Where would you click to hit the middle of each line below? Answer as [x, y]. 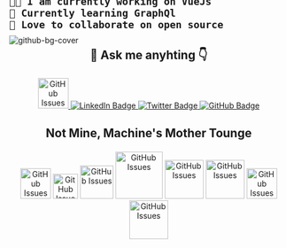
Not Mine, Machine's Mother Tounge [149, 133]
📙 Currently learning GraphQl [93, 13]
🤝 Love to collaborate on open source [116, 25]
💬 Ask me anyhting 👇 [149, 54]
